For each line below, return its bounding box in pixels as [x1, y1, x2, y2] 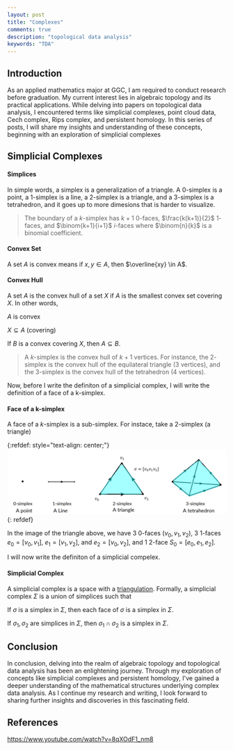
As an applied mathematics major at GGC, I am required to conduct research [7, 86, 226, 94]
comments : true [7, 26, 51, 33]
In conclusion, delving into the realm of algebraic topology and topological [7, 659, 220, 668]
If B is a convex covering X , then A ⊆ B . [7, 339, 121, 348]
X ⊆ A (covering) [7, 326, 56, 334]
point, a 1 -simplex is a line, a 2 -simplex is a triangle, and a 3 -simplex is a [7, 192, 214, 201]
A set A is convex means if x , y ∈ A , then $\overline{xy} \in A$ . [7, 260, 188, 268]
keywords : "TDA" [7, 40, 54, 48]
